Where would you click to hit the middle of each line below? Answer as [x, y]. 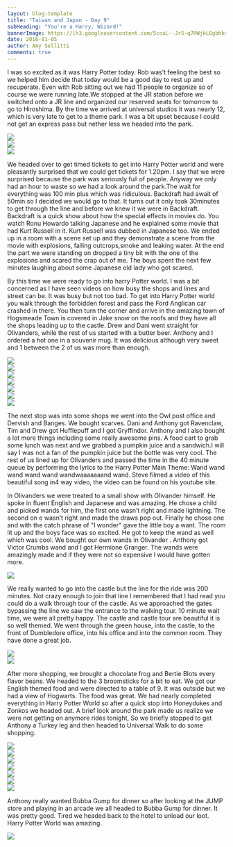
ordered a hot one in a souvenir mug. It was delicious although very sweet [113, 340]
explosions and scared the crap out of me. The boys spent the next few [109, 260]
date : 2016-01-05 [32, 40]
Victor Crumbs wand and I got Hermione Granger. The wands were [103, 547]
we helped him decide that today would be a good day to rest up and [105, 79]
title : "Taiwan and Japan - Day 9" [59, 20]
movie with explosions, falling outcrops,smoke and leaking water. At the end [116, 245]
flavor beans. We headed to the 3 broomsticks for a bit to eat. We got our [112, 681]
